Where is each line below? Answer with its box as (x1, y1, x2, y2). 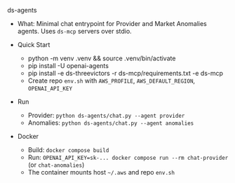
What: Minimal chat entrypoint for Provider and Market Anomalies (17, 20, 207, 27)
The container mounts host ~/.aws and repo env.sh (27, 168, 175, 176)
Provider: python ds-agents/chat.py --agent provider (27, 111, 185, 119)
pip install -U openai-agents (27, 62, 109, 69)
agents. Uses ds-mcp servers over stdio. (17, 27, 132, 35)
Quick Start (17, 41, 51, 48)
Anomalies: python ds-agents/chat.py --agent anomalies (27, 118, 194, 127)
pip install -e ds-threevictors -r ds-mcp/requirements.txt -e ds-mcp (27, 69, 223, 77)
